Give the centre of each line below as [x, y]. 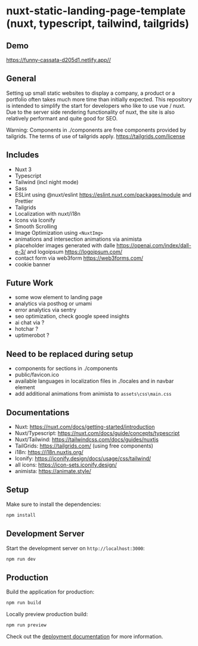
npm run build [24, 603]
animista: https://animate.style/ [53, 471]
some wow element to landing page [58, 297]
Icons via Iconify [35, 220]
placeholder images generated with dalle [65, 245]
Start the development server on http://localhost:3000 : [75, 548]
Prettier [24, 201]
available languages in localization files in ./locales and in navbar [94, 381]
